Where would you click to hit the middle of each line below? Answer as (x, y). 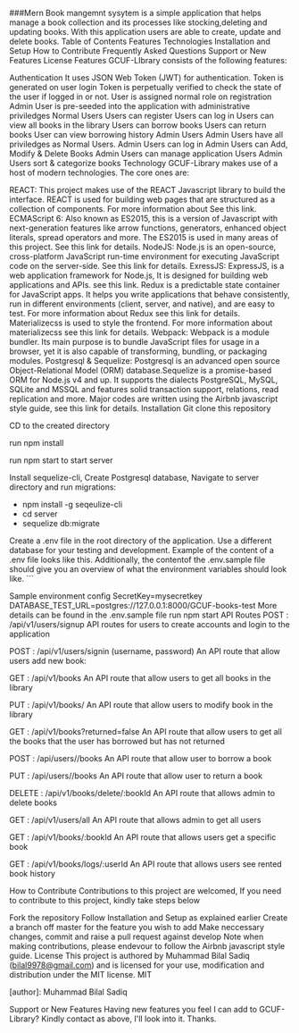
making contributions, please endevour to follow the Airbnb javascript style (147, 946)
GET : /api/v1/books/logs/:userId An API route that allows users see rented (146, 864)
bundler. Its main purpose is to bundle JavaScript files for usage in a (135, 342)
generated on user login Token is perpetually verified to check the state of (145, 87)
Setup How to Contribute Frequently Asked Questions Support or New (138, 51)
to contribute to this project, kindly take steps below (105, 900)
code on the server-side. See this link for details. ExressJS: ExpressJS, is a (147, 266)
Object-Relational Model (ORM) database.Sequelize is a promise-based (141, 370)
